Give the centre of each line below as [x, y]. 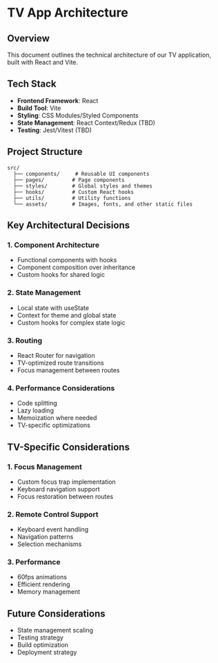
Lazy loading [35, 410]
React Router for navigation [56, 355]
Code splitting [37, 403]
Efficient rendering [43, 584]
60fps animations [42, 577]
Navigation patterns [45, 537]
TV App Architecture [68, 13]
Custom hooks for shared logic [61, 275]
